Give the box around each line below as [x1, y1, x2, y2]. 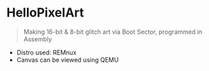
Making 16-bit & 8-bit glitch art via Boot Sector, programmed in [23, 28, 203, 36]
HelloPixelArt [6, 5, 84, 21]
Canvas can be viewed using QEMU [16, 55, 119, 63]
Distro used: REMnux [16, 48, 77, 57]
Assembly [23, 34, 53, 43]
